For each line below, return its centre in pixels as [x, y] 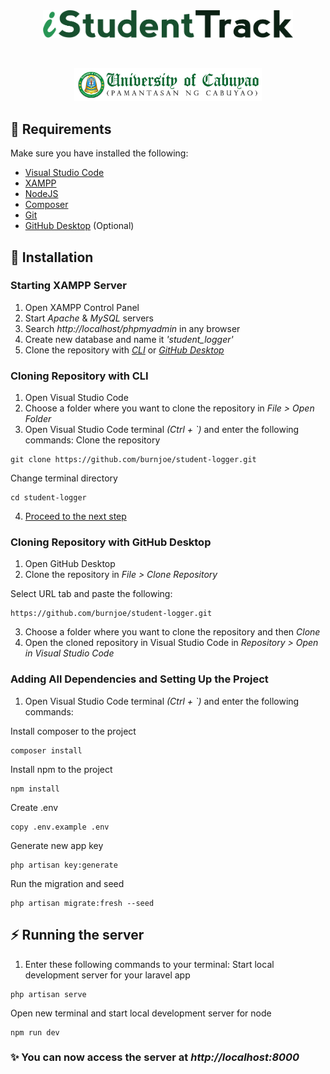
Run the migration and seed [67, 883]
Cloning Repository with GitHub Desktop [111, 542]
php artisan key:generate [64, 865]
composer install [46, 750]
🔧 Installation [52, 257]
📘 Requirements [61, 129]
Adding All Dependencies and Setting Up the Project [139, 679]
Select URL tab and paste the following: [91, 594]
